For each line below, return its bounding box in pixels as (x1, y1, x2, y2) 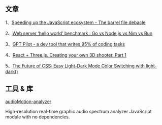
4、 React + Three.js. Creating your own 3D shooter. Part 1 (5, 52, 127, 58)
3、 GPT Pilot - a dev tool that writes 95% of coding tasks (5, 41, 125, 47)
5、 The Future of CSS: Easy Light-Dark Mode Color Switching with (5, 63, 145, 69)
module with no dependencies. (5, 114, 70, 120)
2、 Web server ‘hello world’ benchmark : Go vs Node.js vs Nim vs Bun (5, 30, 153, 36)
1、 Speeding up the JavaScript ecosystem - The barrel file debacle (5, 19, 146, 26)
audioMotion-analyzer (5, 98, 52, 105)
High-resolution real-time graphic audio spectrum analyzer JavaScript (5, 108, 152, 114)
